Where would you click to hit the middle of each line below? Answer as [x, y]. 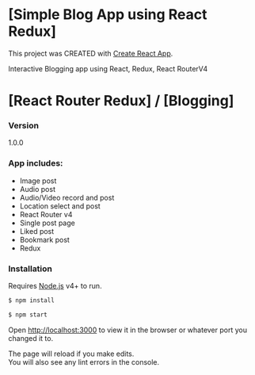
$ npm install [32, 300]
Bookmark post [44, 239]
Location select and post [60, 206]
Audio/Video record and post [67, 197]
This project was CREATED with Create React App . [91, 53]
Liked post [37, 231]
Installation [30, 269]
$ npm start [28, 315]
